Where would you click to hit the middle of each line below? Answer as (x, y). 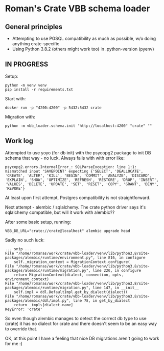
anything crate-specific (36, 44)
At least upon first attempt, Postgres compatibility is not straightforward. (78, 198)
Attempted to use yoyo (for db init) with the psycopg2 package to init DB (78, 152)
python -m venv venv (26, 85)
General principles (34, 27)
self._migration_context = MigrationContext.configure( (72, 262)
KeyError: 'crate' (24, 309)
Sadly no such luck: (25, 240)
